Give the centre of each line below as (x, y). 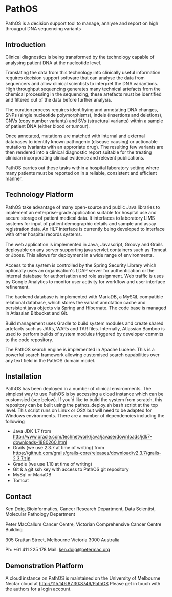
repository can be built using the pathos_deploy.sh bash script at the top (82, 405)
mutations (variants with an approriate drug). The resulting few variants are (84, 147)
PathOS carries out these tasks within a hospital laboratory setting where (82, 168)
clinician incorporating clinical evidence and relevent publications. (75, 157)
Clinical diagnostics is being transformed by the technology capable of (80, 57)
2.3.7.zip (21, 459)
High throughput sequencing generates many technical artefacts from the (83, 89)
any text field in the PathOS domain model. (50, 360)
